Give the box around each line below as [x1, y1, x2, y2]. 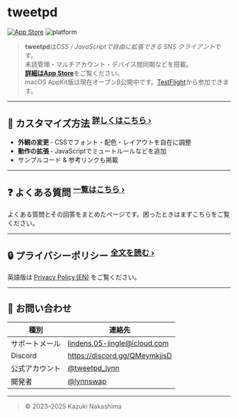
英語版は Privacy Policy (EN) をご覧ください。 [7, 273, 141, 282]
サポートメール [11, 339, 62, 349]
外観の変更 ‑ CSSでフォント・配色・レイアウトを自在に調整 [17, 137, 191, 146]
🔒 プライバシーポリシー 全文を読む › [7, 247, 154, 262]
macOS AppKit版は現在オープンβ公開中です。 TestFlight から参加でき [24, 77, 223, 86]
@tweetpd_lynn [67, 363, 120, 373]
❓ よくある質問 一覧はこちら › [7, 185, 125, 199]
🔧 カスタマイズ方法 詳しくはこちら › [7, 115, 152, 130]
